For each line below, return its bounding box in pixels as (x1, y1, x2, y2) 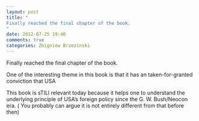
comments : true (6, 37, 45, 43)
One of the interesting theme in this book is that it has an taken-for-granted (6, 71, 193, 78)
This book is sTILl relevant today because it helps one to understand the (6, 89, 185, 96)
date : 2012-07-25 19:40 (6, 31, 66, 38)
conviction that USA (6, 77, 56, 85)
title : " (6, 15, 28, 21)
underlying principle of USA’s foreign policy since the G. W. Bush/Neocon (6, 95, 188, 103)
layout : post (6, 8, 39, 15)
